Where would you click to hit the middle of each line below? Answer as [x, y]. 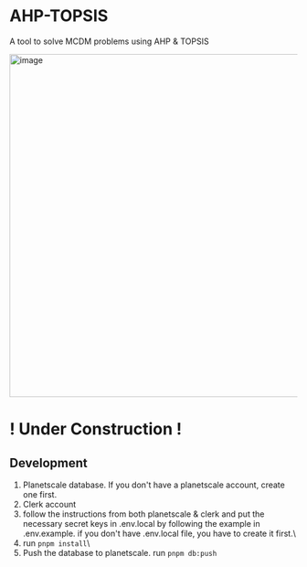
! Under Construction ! [96, 429]
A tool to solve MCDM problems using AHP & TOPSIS [109, 41]
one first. [40, 494]
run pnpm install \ [56, 543]
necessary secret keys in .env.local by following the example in [141, 523]
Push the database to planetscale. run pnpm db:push [120, 552]
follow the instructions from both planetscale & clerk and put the [143, 514]
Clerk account [49, 504]
